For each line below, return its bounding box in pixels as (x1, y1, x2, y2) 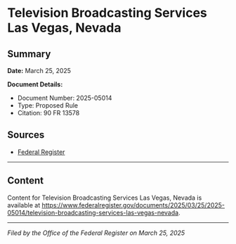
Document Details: (7, 80, 63, 89)
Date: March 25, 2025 (7, 67, 72, 75)
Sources (7, 129, 45, 141)
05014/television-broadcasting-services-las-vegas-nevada (7, 208, 179, 217)
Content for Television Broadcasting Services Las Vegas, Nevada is (7, 193, 202, 202)
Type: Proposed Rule (17, 101, 79, 110)
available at (7, 200, 41, 209)
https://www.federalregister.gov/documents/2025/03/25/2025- (41, 200, 225, 209)
